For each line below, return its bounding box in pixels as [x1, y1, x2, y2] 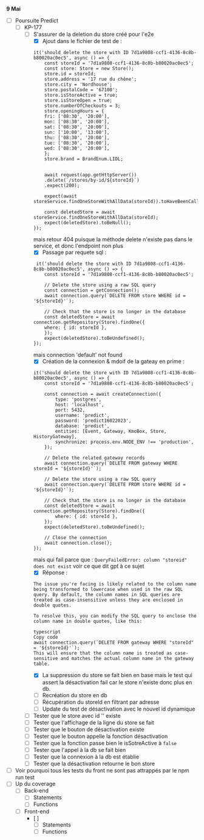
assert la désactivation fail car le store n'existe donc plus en [42, 678, 192, 686]
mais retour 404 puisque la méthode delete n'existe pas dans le [33, 236, 193, 243]
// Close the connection [44, 535, 107, 541]
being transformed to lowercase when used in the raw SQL [33, 587, 183, 593]
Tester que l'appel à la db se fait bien [33, 746, 126, 753]
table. [33, 661, 50, 667]
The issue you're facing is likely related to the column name [33, 581, 197, 587]
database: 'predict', [55, 423, 110, 429]
